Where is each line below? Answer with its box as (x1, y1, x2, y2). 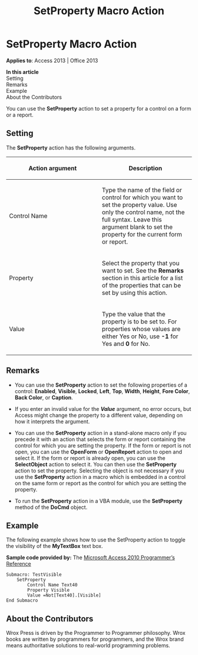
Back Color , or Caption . (14, 394, 74, 401)
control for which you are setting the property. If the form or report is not (14, 442, 192, 449)
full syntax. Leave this (102, 215, 162, 223)
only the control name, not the (102, 208, 185, 216)
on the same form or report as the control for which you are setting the (14, 479, 187, 487)
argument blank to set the (102, 223, 173, 231)
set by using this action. (102, 288, 168, 297)
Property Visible (27, 587, 70, 594)
